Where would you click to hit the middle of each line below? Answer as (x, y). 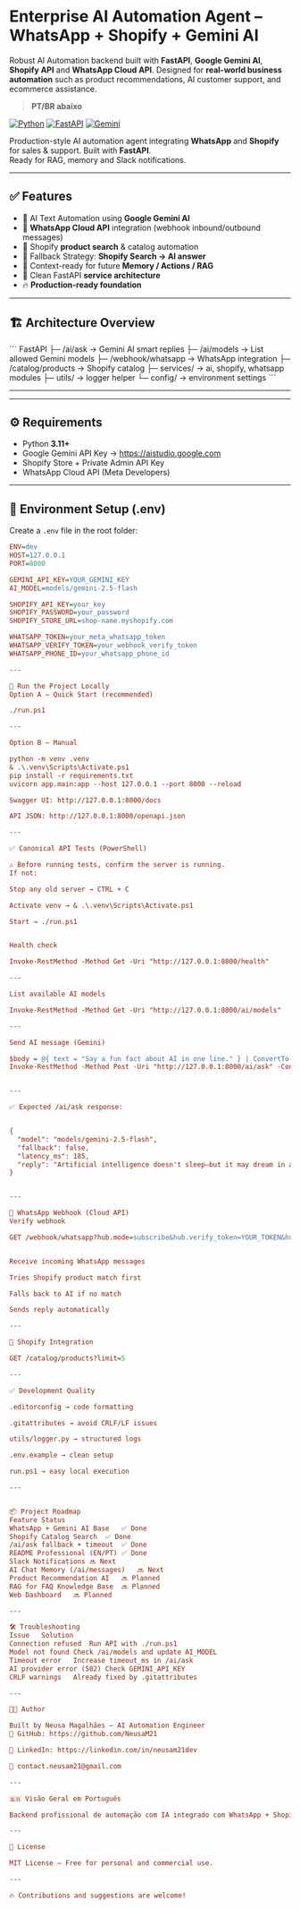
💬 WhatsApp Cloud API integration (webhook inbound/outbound (141, 227)
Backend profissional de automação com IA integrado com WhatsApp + (139, 1815)
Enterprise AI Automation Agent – (136, 17)
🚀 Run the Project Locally (59, 686)
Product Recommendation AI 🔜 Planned (85, 1578)
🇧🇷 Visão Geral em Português (66, 1798)
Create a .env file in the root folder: (74, 531)
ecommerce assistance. (53, 89)
